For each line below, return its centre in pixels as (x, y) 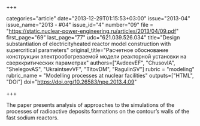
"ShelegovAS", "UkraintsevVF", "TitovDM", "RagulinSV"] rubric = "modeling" (100, 69)
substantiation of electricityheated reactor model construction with (89, 44)
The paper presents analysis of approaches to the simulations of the (90, 105)
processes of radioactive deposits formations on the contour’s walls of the (98, 111)
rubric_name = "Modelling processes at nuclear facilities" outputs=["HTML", (100, 76)
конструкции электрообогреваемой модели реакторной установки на (96, 56)
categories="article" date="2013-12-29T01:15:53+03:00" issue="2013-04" (98, 18)
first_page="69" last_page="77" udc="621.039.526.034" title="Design (93, 37)
